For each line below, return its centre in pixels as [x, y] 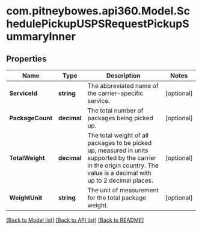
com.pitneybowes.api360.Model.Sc [98, 11]
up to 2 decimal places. [120, 180]
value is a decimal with [119, 173]
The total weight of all [118, 135]
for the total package [117, 198]
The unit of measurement [123, 190]
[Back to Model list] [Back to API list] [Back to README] [75, 220]
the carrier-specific [115, 93]
